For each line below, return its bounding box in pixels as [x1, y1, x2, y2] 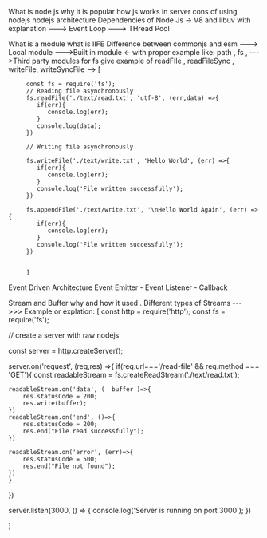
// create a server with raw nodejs [8, 330, 120, 340]
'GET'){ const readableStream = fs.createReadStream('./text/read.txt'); [8, 370, 240, 379]
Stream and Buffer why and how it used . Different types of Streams [8, 299, 231, 307]
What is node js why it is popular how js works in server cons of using [8, 7, 238, 16]
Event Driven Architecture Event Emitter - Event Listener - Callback [8, 283, 228, 292]
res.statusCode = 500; [22, 455, 98, 463]
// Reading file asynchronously [26, 87, 134, 95]
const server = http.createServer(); [8, 346, 124, 355]
